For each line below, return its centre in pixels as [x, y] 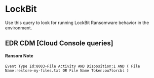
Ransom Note [19, 55]
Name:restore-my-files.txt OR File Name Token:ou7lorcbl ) [67, 70]
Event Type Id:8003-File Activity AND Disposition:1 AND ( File [73, 66]
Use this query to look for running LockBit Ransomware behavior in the [77, 23]
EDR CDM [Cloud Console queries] [59, 43]
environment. [19, 27]
